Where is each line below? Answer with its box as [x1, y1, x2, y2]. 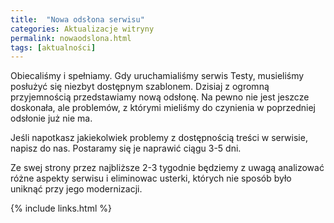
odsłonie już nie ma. [10, 112, 93, 125]
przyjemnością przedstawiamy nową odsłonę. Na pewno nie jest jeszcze [10, 91, 310, 103]
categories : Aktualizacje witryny [10, 24, 155, 34]
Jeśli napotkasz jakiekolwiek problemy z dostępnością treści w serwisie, [10, 132, 308, 144]
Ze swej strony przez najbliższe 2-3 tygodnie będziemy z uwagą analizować [10, 162, 325, 174]
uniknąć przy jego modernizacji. [10, 183, 143, 195]
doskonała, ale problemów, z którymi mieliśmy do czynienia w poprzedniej [10, 102, 317, 114]
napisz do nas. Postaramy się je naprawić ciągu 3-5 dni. [10, 142, 242, 155]
